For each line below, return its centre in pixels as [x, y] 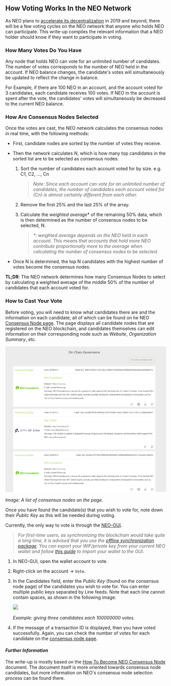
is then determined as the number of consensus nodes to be [84, 220]
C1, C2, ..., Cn [35, 174]
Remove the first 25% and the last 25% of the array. [75, 205]
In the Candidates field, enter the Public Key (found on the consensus [86, 581]
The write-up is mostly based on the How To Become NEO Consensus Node [86, 661]
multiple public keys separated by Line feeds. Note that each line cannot [89, 592]
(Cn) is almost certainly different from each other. [85, 195]
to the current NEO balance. [35, 104]
